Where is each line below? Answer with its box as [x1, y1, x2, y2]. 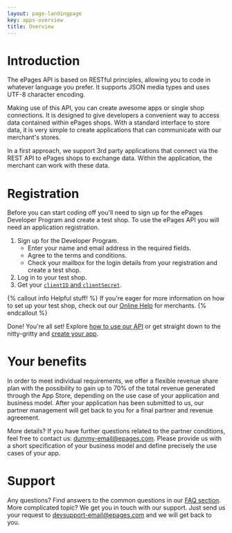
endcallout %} [7, 309, 48, 317]
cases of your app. [7, 449, 61, 458]
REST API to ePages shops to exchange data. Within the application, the [7, 154, 213, 163]
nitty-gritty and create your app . [7, 329, 99, 338]
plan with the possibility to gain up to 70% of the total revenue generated [7, 384, 215, 392]
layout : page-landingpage [7, 10, 82, 17]
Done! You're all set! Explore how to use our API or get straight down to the [7, 323, 222, 331]
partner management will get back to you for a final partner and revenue [7, 406, 213, 415]
